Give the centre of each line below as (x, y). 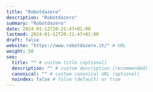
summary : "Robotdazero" (36, 23)
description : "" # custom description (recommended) (80, 68)
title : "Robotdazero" (34, 12)
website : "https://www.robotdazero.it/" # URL (66, 46)
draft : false (23, 40)
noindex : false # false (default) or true (66, 79)
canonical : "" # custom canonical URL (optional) (76, 74)
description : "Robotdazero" (42, 18)
